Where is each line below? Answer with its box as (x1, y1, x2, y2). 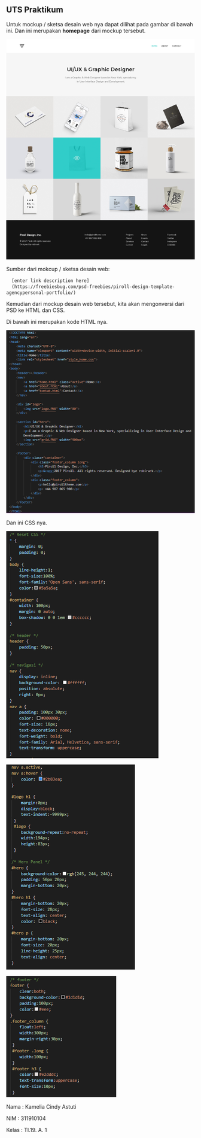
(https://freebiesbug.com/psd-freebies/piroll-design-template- (11, 284, 175, 290)
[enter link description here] (11, 278, 90, 284)
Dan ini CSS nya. (6, 519, 48, 526)
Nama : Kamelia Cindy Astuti (6, 1103, 77, 1110)
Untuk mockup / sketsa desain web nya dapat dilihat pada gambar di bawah (6, 20, 193, 28)
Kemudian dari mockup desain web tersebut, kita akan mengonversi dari (6, 300, 185, 307)
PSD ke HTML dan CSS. (6, 306, 65, 314)
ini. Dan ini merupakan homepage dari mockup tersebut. (6, 27, 146, 34)
